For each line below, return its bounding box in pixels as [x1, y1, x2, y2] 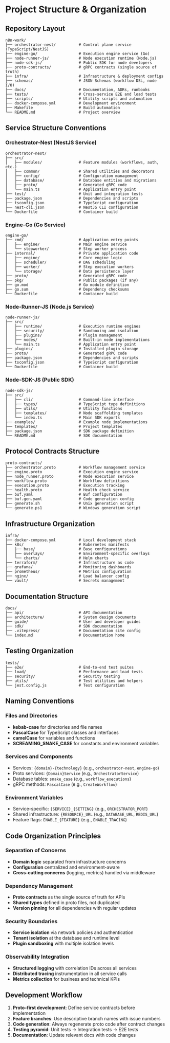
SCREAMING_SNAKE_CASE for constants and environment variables [12, 740, 159, 746]
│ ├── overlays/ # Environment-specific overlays [5, 551, 150, 556]
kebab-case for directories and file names [12, 724, 102, 730]
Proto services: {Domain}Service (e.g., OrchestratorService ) [12, 770, 139, 776]
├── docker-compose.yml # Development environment [5, 101, 137, 106]
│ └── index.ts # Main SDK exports [5, 415, 120, 420]
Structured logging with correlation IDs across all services [12, 965, 137, 971]
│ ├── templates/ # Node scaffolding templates [5, 410, 143, 416]
